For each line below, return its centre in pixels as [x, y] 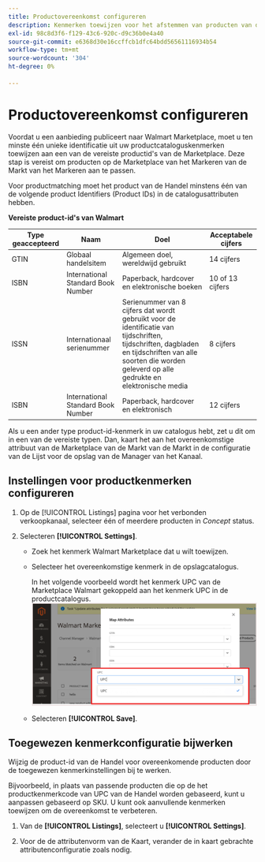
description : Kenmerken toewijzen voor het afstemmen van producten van [130, 25]
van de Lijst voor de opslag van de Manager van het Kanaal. [106, 456]
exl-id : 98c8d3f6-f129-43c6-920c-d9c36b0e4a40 [86, 33]
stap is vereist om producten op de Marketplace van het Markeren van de [127, 162]
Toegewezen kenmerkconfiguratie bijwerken [121, 743]
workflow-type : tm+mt [44, 50]
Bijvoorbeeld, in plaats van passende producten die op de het [108, 786]
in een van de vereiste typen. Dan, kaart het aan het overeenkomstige [121, 439]
